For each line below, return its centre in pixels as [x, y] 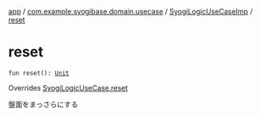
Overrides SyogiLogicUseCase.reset [68, 87]
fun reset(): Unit [39, 73]
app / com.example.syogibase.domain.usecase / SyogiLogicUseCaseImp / [130, 12]
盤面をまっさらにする [43, 104]
